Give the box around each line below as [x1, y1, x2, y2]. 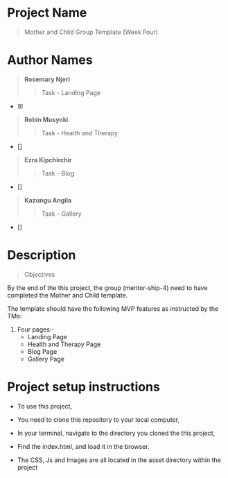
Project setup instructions [7, 379, 161, 395]
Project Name [7, 5, 87, 21]
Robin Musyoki [24, 115, 69, 123]
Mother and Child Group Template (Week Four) [24, 28, 158, 36]
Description [7, 248, 76, 263]
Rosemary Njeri [24, 75, 71, 83]
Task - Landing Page [41, 88, 101, 96]
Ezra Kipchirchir [24, 155, 72, 164]
